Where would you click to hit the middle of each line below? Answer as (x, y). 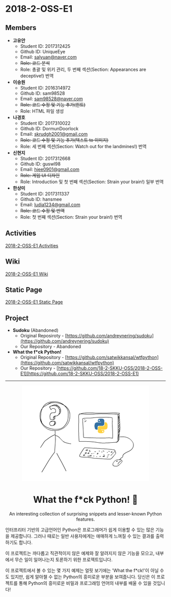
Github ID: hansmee (41, 199)
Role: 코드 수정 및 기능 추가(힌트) (53, 105)
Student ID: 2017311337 (45, 194)
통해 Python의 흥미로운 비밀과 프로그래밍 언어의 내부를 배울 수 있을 (85, 583)
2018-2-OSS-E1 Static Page (34, 302)
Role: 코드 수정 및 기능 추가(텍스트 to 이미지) (64, 140)
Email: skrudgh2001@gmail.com (54, 134)
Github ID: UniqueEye (43, 52)
